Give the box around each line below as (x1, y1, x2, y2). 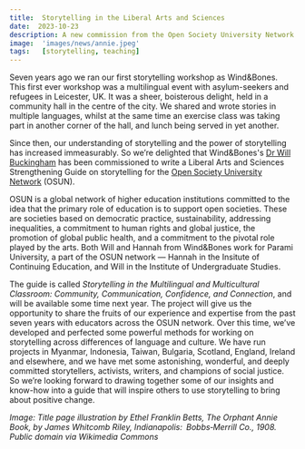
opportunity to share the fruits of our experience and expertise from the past (9, 307, 296, 318)
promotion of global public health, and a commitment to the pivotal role (9, 232, 275, 243)
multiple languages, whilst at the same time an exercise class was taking (9, 111, 280, 122)
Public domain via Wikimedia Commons (9, 432, 159, 443)
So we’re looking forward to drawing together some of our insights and (9, 376, 274, 386)
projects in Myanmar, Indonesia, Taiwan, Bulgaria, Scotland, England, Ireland (9, 347, 296, 357)
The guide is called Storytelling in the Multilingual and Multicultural (9, 278, 260, 290)
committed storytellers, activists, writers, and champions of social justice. (9, 366, 284, 376)
